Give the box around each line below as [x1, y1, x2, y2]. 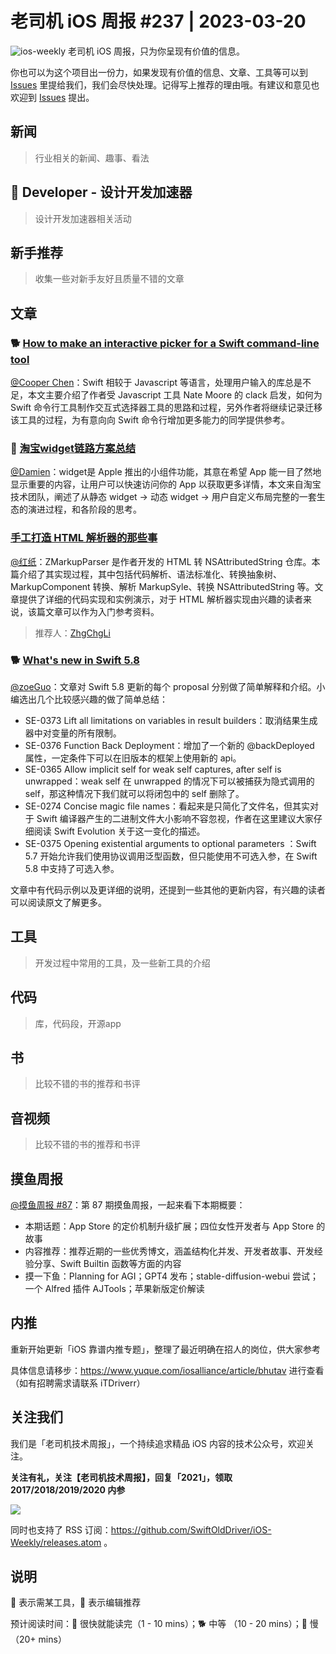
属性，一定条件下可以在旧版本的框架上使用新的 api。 [24, 752, 242, 764]
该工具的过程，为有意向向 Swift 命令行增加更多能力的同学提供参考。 [10, 414, 290, 426]
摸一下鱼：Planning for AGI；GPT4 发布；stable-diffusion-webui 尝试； [24, 1270, 319, 1282]
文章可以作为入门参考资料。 [44, 605, 160, 617]
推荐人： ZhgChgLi [34, 627, 111, 639]
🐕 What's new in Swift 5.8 [10, 653, 140, 667]
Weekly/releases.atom [10, 1536, 102, 1548]
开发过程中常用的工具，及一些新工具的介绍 [34, 957, 211, 969]
